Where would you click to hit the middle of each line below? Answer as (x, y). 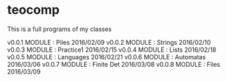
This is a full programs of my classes (60, 29)
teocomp (34, 10)
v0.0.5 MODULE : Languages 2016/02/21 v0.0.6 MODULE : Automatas (107, 57)
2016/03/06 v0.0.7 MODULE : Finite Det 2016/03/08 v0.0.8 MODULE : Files (113, 64)
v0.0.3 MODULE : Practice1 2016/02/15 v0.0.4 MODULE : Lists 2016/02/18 (112, 50)
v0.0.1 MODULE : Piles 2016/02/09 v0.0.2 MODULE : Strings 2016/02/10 (109, 42)
